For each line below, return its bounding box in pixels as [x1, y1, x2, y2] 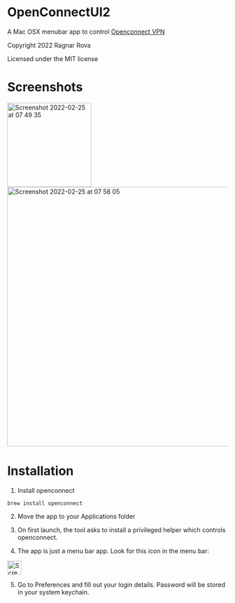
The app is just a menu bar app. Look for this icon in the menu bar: [17, 546, 210, 555]
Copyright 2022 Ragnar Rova [7, 41, 91, 49]
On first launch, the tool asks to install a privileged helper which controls [17, 525, 226, 534]
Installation [7, 463, 74, 479]
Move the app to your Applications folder [17, 512, 136, 520]
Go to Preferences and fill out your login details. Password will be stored [17, 580, 226, 589]
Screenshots [7, 79, 83, 95]
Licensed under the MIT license [7, 54, 99, 63]
